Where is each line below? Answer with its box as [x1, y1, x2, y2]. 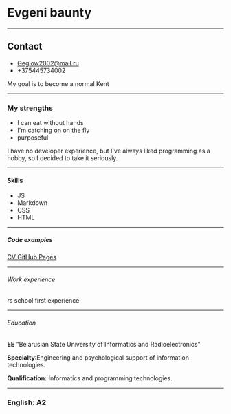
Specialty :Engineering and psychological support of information [7, 353, 190, 362]
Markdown [16, 199, 48, 207]
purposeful [16, 133, 49, 142]
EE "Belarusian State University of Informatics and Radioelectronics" [7, 340, 201, 348]
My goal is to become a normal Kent [7, 79, 110, 87]
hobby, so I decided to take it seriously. [7, 154, 118, 162]
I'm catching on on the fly [16, 126, 90, 135]
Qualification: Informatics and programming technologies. [7, 373, 173, 382]
